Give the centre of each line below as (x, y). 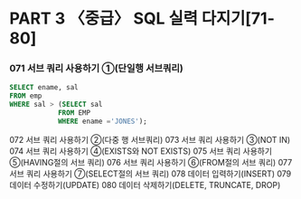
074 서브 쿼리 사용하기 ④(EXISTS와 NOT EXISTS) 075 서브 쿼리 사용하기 (141, 151)
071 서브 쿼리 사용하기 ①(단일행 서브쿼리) (96, 69)
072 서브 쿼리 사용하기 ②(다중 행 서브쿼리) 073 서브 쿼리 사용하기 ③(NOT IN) (150, 139)
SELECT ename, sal (44, 88)
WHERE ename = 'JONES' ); (102, 121)
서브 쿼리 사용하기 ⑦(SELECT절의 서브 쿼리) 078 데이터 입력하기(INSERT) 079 (150, 174)
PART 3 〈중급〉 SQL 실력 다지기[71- (142, 19)
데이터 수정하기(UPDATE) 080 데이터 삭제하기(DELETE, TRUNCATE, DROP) (145, 185)
